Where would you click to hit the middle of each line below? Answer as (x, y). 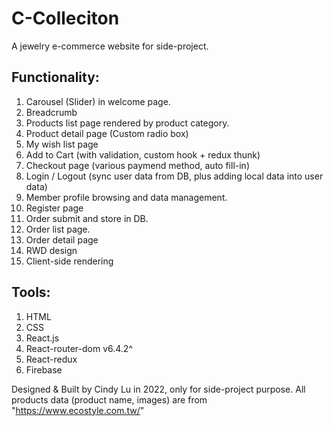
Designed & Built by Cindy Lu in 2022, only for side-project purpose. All (158, 389)
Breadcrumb (51, 112)
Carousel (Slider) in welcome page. (98, 101)
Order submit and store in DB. (87, 218)
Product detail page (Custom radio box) (107, 133)
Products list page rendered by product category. (127, 123)
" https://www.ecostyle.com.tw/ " (78, 410)
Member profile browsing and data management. (126, 197)
